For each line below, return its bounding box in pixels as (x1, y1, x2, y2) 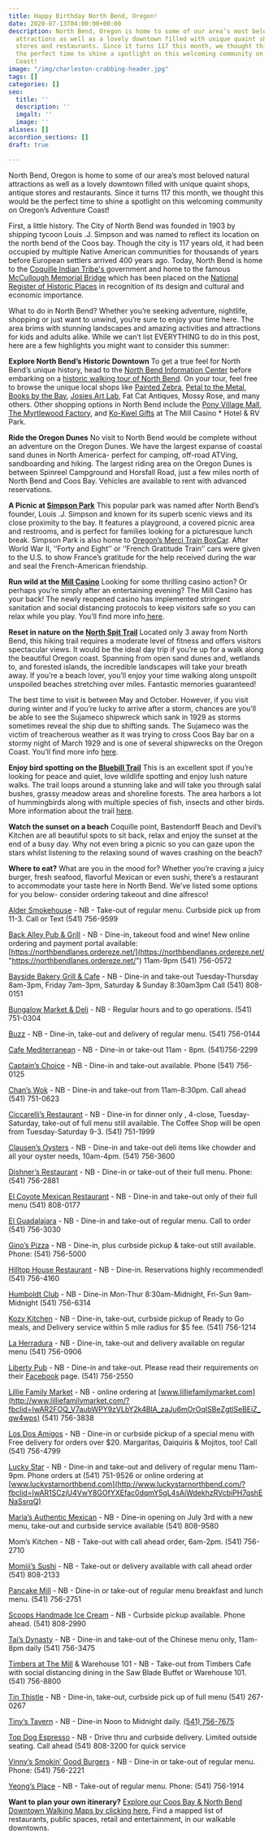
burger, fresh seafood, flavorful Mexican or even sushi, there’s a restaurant (8, 872, 258, 882)
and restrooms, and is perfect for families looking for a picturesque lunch (8, 526, 253, 536)
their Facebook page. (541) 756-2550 (8, 1370, 134, 1381)
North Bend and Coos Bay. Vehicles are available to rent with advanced (8, 476, 247, 486)
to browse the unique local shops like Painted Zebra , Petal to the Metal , (8, 382, 247, 392)
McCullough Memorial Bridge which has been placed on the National (8, 272, 239, 282)
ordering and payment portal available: (8, 938, 138, 948)
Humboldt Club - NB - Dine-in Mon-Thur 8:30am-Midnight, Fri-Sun (8, 1289, 232, 1299)
